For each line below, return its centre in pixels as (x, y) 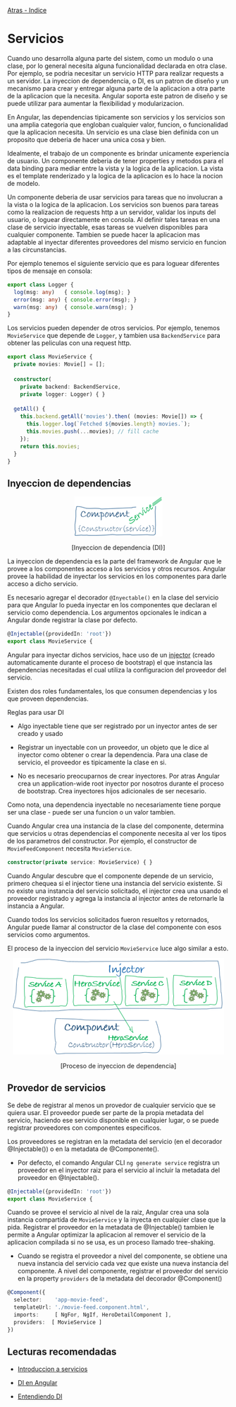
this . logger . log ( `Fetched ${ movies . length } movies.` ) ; (108, 424)
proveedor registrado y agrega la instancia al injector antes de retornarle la (116, 898)
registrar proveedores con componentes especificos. (85, 1128)
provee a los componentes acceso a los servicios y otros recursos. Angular (117, 569)
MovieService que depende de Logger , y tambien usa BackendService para (114, 336)
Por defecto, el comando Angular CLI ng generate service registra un (118, 1162)
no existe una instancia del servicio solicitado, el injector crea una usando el (118, 891)
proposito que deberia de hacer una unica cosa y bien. (87, 139)
